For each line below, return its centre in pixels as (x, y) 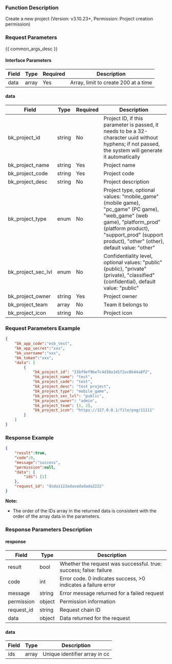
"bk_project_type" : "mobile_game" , (71, 391)
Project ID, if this (123, 118)
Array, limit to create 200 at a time (111, 82)
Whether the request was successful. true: (111, 564)
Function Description (32, 8)
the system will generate (133, 150)
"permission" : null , (35, 467)
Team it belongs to (126, 305)
